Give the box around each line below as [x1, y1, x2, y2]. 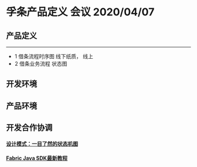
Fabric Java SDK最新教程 [6, 155, 68, 162]
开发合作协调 [6, 123, 53, 133]
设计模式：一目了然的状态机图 [6, 140, 78, 147]
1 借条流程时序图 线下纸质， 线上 [14, 53, 94, 59]
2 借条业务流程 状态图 [14, 60, 67, 67]
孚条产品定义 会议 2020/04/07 [6, 5, 155, 19]
